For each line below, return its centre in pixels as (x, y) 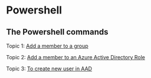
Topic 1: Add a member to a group (47, 46)
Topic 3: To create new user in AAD (49, 69)
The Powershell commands (57, 32)
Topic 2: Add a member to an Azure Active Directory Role (76, 57)
